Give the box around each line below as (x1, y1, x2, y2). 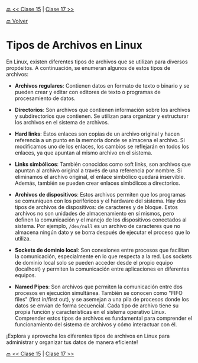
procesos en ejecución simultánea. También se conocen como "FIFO (14, 289, 183, 296)
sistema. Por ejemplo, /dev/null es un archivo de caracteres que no (14, 222, 180, 229)
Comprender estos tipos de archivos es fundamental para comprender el (14, 314, 193, 322)
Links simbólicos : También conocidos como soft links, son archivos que (14, 160, 191, 168)
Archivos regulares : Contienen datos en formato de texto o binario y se (14, 82, 190, 89)
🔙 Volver (6, 18, 28, 24)
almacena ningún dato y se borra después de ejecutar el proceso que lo (14, 229, 190, 236)
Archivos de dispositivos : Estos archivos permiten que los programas (14, 191, 186, 198)
